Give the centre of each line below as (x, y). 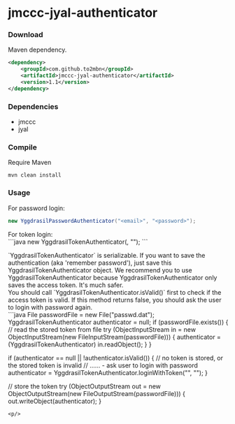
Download (26, 35)
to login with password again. (50, 307)
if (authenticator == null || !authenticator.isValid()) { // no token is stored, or (115, 358)
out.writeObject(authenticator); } (55, 401)
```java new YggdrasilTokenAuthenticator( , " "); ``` (78, 242)
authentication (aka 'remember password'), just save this (90, 263)
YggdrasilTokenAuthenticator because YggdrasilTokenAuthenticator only (113, 277)
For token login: (30, 234)
